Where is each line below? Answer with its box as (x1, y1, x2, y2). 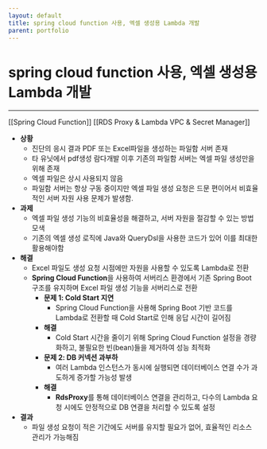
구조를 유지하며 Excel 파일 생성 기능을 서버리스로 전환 (31, 283, 198, 293)
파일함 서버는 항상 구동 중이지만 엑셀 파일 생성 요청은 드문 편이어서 (31, 184, 238, 193)
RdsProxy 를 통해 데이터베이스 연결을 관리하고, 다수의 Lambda (55, 392, 250, 402)
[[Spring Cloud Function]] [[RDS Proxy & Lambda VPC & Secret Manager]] (8, 117, 250, 127)
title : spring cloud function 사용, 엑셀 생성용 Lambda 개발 (8, 19, 200, 27)
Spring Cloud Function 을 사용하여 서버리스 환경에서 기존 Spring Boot (31, 273, 252, 283)
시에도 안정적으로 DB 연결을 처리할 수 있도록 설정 (64, 403, 216, 412)
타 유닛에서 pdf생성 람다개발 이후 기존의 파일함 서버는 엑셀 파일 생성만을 (31, 154, 255, 163)
